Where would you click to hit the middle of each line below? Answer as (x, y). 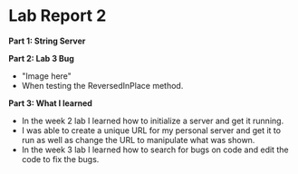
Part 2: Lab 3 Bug (41, 58)
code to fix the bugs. (60, 159)
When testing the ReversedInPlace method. (102, 85)
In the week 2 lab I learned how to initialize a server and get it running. (153, 121)
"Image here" (46, 76)
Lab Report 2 (58, 16)
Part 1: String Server (47, 41)
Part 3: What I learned (50, 103)
